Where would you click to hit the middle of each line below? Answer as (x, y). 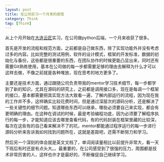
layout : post (18, 10)
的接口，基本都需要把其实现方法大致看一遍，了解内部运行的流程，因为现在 (80, 95)
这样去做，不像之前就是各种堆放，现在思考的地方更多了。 (63, 73)
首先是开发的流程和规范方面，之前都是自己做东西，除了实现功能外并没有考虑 (82, 48)
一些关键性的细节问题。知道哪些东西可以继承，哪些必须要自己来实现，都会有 (82, 108)
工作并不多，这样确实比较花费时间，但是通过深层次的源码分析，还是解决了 (84, 101)
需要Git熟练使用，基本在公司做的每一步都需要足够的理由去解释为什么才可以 (81, 67)
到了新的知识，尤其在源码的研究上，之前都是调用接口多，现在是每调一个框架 (82, 89)
